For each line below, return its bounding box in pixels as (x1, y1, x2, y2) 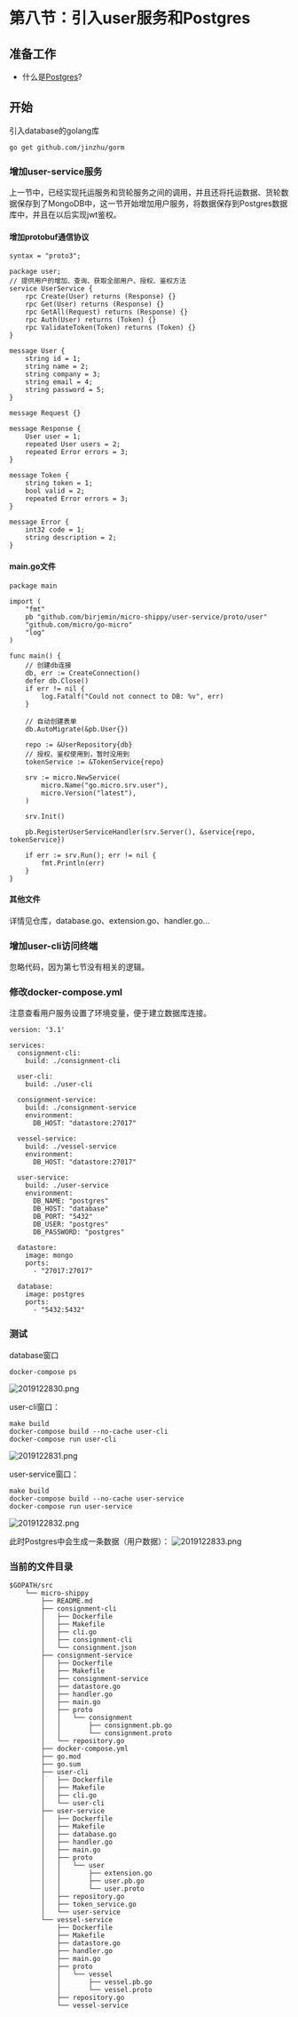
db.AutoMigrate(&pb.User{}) (25, 724, 129, 733)
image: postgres (25, 1290, 86, 1299)
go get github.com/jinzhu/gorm (9, 143, 125, 152)
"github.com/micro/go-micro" (25, 620, 133, 629)
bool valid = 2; (25, 486, 86, 496)
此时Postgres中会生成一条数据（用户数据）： (9, 1535, 170, 1547)
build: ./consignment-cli (25, 1057, 122, 1066)
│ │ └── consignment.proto (41, 1728, 173, 1738)
